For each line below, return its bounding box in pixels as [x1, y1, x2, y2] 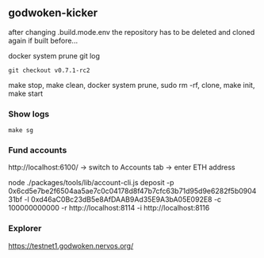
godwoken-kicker [8, 6, 98, 20]
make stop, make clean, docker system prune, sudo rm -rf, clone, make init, [8, 80, 255, 89]
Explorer [8, 223, 42, 234]
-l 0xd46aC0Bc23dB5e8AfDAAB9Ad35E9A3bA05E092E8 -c [24, 195, 222, 204]
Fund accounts [8, 145, 67, 156]
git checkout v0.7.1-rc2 [8, 66, 90, 74]
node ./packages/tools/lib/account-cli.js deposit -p [8, 178, 174, 188]
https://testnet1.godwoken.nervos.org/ [8, 241, 134, 250]
